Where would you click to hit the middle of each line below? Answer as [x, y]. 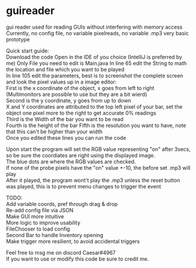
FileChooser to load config [38, 229]
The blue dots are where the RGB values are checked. [71, 162]
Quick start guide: [27, 50]
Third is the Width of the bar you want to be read [65, 119]
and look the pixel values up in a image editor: [61, 82]
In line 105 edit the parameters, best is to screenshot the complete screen [94, 75]
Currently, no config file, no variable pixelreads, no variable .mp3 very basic [97, 33]
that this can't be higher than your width [54, 131]
